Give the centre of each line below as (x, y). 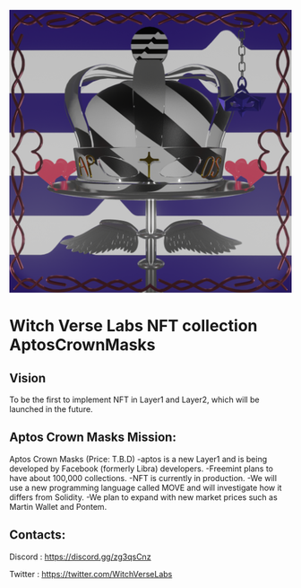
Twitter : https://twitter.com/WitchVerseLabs (91, 574)
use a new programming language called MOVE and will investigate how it (146, 487)
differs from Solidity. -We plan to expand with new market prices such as (143, 497)
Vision (28, 378)
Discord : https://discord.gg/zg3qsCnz (80, 557)
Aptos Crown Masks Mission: (93, 438)
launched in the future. (51, 409)
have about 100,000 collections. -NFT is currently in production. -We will (143, 478)
